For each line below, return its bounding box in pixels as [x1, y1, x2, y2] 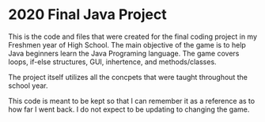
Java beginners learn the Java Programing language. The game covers [8, 48, 240, 58]
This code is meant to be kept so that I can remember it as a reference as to [8, 96, 256, 105]
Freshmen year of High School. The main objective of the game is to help [8, 40, 247, 49]
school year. [8, 81, 48, 90]
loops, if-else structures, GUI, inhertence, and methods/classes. [8, 57, 217, 67]
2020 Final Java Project [8, 6, 168, 24]
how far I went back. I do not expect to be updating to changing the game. [8, 105, 250, 114]
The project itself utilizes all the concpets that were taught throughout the [8, 72, 248, 82]
